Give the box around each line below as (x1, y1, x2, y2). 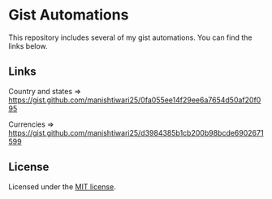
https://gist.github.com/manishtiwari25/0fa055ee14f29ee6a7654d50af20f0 (8, 95, 261, 105)
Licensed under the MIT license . (8, 181, 116, 192)
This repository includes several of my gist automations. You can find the (8, 32, 253, 42)
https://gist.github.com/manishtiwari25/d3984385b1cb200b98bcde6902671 (8, 128, 264, 137)
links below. (8, 41, 48, 50)
